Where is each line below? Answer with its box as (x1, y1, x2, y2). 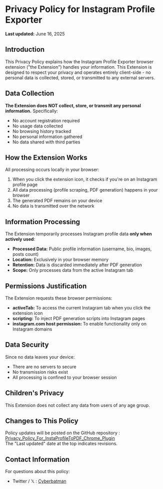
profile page (12, 182, 38, 188)
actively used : (5, 236, 35, 242)
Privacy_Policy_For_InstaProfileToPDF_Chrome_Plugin (5, 435, 115, 441)
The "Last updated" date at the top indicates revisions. (5, 440, 117, 447)
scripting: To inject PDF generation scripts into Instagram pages (12, 315, 145, 321)
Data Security (5, 341, 49, 349)
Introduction (5, 45, 45, 54)
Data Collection (5, 89, 54, 98)
